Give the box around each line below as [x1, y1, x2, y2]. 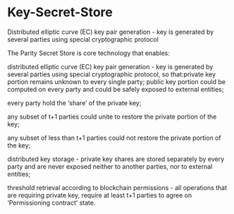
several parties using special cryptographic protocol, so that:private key [7, 70, 216, 78]
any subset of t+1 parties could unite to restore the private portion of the [7, 112, 217, 121]
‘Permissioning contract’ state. [7, 198, 96, 207]
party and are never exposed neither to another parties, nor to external [7, 162, 213, 170]
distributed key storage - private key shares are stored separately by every [7, 155, 225, 163]
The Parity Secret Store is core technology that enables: [7, 49, 171, 57]
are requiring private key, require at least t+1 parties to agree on [7, 191, 192, 199]
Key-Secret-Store [7, 4, 113, 20]
